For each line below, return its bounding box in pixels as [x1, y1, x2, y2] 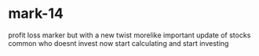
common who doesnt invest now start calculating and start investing [8, 38, 229, 47]
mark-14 [8, 5, 64, 23]
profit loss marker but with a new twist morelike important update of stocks [8, 30, 251, 40]
